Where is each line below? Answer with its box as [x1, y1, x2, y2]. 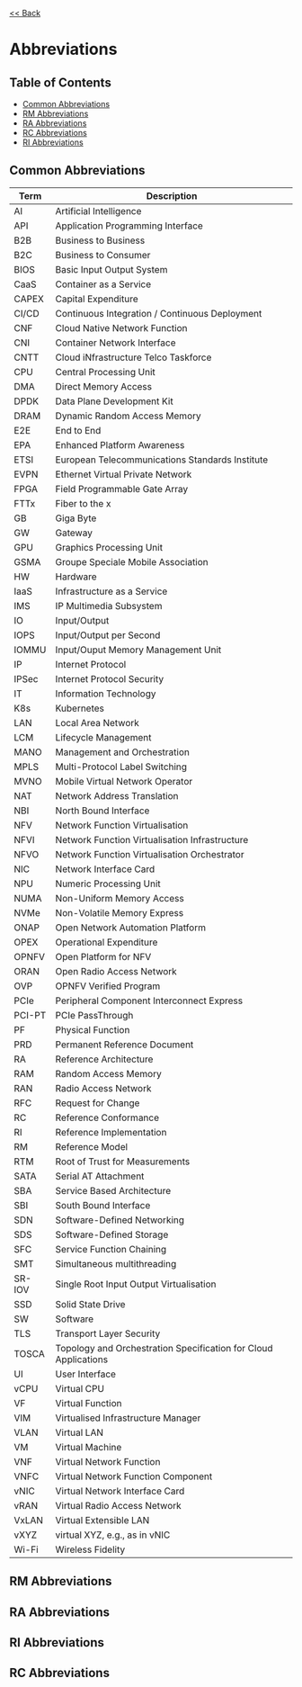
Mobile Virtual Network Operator [55, 775, 193, 787]
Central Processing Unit [55, 365, 155, 378]
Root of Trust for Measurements [55, 1155, 191, 1168]
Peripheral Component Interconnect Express [55, 994, 244, 1007]
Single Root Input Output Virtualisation [55, 1278, 217, 1290]
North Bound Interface [55, 804, 150, 817]
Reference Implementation [55, 1126, 167, 1138]
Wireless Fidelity [55, 1543, 126, 1556]
